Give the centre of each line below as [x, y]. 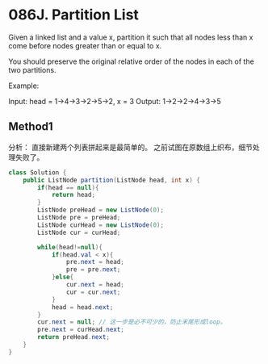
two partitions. [32, 69]
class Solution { [38, 172]
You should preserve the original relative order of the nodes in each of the [131, 61]
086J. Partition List [74, 15]
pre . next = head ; [95, 262]
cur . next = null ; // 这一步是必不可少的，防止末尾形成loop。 [132, 322]
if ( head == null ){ [68, 187]
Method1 [31, 127]
